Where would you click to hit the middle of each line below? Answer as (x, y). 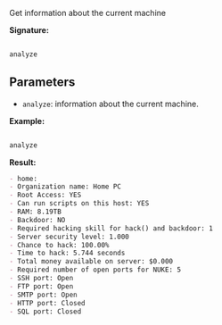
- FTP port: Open (41, 286)
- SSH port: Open (41, 279)
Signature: (29, 30)
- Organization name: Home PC (66, 187)
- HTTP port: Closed (48, 303)
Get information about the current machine (88, 13)
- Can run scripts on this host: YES (79, 204)
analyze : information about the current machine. (110, 104)
